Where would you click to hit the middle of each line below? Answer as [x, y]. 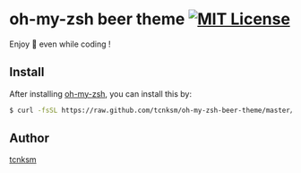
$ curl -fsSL [34, 110]
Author [29, 138]
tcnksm [23, 160]
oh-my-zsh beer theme [97, 19]
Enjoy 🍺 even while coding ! [60, 44]
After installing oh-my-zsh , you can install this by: [101, 93]
